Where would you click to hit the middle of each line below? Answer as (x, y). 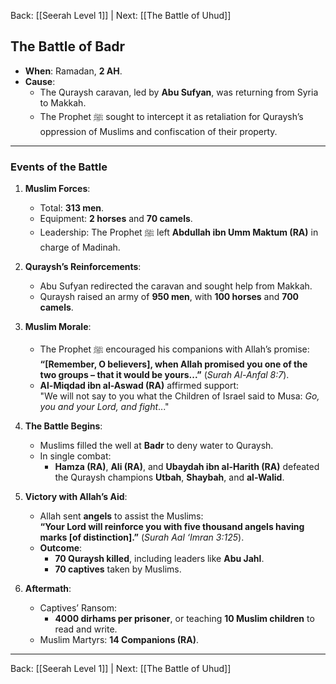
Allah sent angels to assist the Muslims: (121, 516)
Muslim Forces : (57, 189)
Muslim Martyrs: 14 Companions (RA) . (119, 640)
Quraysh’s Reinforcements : (83, 267)
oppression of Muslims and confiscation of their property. (158, 131)
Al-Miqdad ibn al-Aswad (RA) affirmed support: (139, 386)
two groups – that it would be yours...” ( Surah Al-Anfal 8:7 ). (164, 375)
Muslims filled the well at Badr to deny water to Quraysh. (156, 446)
